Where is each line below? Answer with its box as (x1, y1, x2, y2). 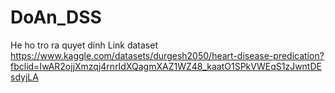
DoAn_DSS (10, 6, 102, 29)
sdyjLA (10, 71, 39, 83)
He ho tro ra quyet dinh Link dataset (10, 39, 158, 51)
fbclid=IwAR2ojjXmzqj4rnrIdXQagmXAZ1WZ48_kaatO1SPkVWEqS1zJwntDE (10, 60, 322, 72)
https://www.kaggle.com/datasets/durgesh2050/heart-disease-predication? (10, 49, 325, 61)
